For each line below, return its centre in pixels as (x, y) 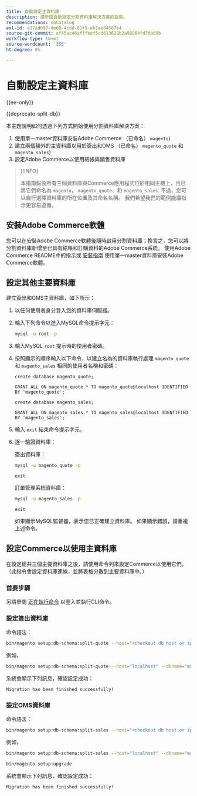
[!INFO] (29, 171)
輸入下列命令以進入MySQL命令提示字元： (64, 323)
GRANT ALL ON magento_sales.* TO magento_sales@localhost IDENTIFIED (101, 413)
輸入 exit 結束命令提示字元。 (50, 429)
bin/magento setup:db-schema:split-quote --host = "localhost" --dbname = (95, 666)
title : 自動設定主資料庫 (33, 11)
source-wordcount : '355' (36, 45)
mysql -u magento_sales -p (47, 499)
